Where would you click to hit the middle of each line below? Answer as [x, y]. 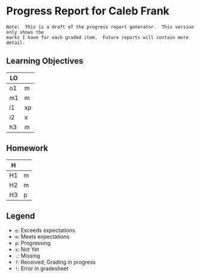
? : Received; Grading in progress [55, 262]
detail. [16, 43]
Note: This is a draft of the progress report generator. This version [100, 27]
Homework [27, 148]
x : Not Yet [27, 249]
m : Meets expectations [42, 237]
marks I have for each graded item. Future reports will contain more [97, 37]
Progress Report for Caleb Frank [88, 11]
